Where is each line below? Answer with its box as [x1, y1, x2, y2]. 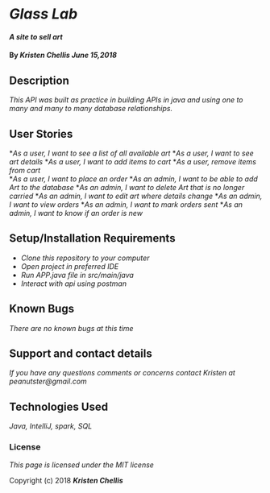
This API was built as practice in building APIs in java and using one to [9, 95, 244, 105]
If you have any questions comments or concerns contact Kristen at [9, 368, 236, 378]
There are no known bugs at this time [9, 323, 134, 333]
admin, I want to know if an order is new [9, 209, 143, 217]
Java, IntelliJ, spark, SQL [9, 421, 93, 431]
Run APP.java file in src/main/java [20, 270, 134, 280]
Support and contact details [9, 347, 152, 361]
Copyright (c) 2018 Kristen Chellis [9, 475, 123, 485]
